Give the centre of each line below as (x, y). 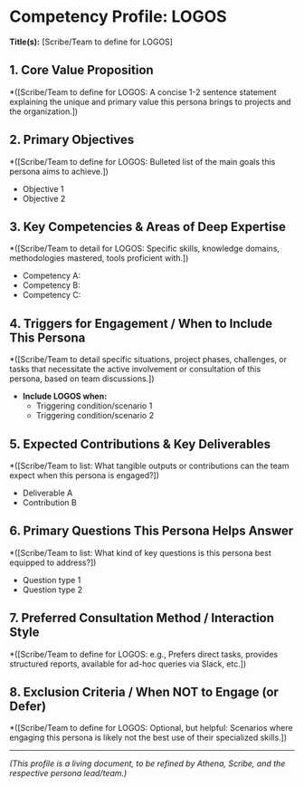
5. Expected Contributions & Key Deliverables (140, 444)
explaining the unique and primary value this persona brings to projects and (150, 101)
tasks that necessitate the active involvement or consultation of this (135, 370)
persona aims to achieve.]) (59, 171)
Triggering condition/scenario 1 (94, 406)
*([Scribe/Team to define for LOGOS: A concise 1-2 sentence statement (143, 91)
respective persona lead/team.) (68, 773)
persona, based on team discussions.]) (82, 379)
